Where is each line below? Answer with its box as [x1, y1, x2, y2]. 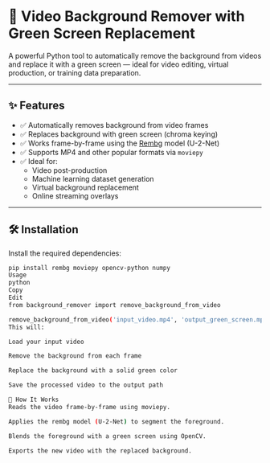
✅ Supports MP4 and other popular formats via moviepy [19, 147, 203, 157]
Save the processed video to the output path [8, 381, 163, 389]
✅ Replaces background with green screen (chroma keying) [19, 129, 219, 139]
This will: [8, 323, 45, 331]
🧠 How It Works [8, 395, 59, 404]
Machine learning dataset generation [31, 174, 154, 183]
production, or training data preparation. [8, 68, 141, 77]
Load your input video [8, 338, 84, 346]
